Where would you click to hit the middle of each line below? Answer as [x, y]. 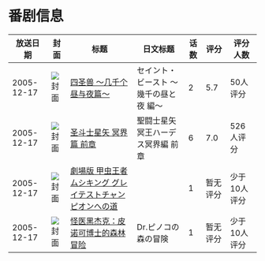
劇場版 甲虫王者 [99, 170]
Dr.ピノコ [154, 227]
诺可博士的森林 [98, 233]
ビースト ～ [158, 82]
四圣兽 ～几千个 [99, 82]
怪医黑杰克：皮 [98, 221]
